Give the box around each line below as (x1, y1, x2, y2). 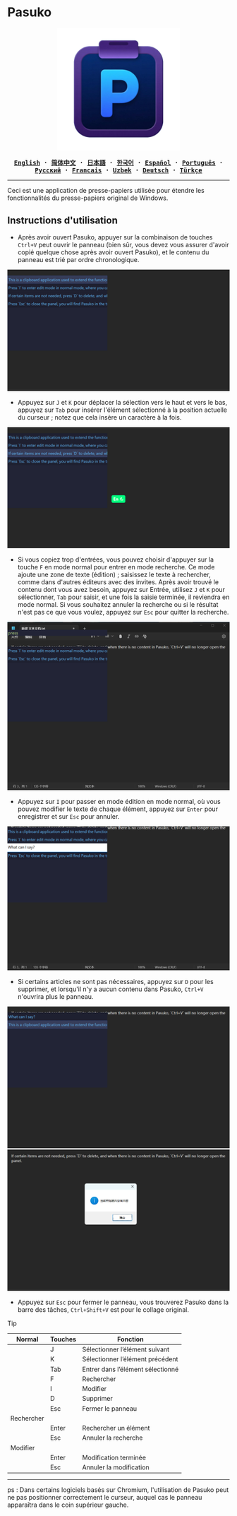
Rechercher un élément (82, 1424, 150, 1433)
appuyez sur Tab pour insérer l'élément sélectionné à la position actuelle (17, 405, 228, 414)
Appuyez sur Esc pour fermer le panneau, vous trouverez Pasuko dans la (17, 1298, 229, 1307)
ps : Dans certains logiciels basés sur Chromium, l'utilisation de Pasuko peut (7, 1485, 229, 1494)
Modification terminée (82, 1453, 147, 1462)
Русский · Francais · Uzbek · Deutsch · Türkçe (35, 167, 202, 174)
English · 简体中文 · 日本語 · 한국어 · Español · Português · (13, 159, 224, 167)
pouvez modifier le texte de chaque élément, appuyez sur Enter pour (17, 805, 219, 813)
